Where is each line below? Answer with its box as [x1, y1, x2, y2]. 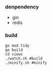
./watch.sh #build [5, 56, 43, 61]
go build [5, 47, 23, 52]
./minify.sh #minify [5, 60, 48, 65]
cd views [5, 51, 23, 57]
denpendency [5, 3, 39, 10]
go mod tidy [5, 43, 29, 48]
